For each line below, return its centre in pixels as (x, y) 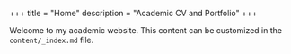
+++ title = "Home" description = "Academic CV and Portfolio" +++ (133, 13)
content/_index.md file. (52, 40)
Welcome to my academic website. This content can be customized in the (146, 30)
